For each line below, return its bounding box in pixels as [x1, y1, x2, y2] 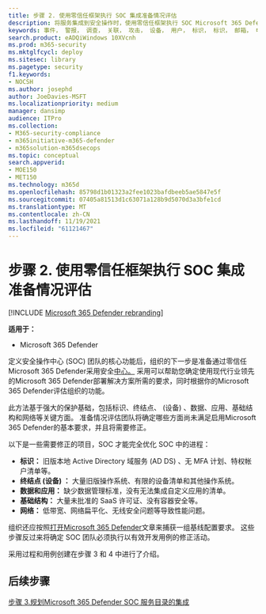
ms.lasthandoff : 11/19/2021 [8, 218, 101, 226]
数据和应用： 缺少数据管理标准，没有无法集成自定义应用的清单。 [19, 486, 230, 495]
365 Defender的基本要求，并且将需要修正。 [8, 423, 151, 432]
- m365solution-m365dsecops [8, 144, 101, 152]
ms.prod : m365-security [8, 41, 87, 49]
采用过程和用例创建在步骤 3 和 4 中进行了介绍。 [8, 549, 164, 559]
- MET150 [8, 173, 37, 182]
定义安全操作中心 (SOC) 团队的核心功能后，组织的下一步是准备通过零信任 [8, 356, 248, 366]
